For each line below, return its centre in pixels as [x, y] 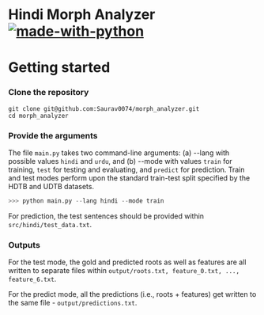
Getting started [59, 68]
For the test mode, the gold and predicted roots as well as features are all [127, 262]
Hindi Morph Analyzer [82, 15]
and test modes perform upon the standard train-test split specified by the [129, 178]
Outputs [25, 245]
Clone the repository [49, 93]
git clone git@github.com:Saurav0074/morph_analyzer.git [104, 108]
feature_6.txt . [32, 279]
